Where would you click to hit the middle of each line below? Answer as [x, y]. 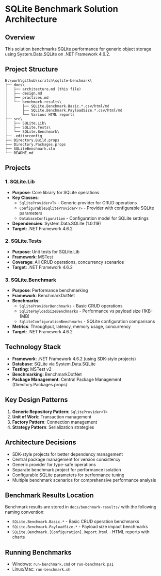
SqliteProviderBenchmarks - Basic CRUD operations [71, 306]
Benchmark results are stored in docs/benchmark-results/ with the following [81, 507]
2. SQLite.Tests [24, 241]
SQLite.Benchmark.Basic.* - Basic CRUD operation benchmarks [76, 522]
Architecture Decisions [41, 442]
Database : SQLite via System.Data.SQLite [54, 364]
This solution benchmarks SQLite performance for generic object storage [78, 49]
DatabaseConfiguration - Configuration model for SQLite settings [84, 218]
